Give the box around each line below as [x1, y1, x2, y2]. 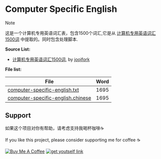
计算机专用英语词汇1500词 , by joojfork [12, 56, 90, 62]
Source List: [5, 46, 31, 52]
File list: [5, 66, 22, 72]
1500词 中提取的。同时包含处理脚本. [5, 36, 78, 42]
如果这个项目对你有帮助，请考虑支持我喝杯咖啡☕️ [5, 125, 104, 131]
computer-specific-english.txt [7, 86, 79, 93]
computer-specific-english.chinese [7, 94, 91, 101]
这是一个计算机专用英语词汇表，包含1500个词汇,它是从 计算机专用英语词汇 [5, 30, 156, 36]
